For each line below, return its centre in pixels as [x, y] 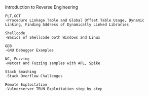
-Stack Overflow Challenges [34, 76]
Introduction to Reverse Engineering [42, 7]
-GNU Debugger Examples [30, 50]
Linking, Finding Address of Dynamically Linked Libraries [67, 24]
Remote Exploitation [26, 85]
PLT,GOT [13, 16]
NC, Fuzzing [17, 59]
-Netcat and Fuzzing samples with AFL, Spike [53, 63]
